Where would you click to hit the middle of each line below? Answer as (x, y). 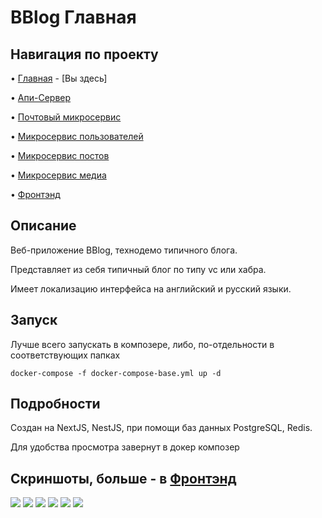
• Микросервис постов (60, 155)
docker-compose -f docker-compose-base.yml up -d (116, 373)
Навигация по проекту (84, 54)
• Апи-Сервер (41, 97)
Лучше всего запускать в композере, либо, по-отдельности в (142, 344)
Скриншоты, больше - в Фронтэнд (123, 478)
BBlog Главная (73, 17)
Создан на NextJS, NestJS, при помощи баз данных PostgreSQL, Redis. (161, 428)
